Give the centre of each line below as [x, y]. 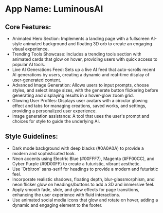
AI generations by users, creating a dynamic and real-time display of [81, 75]
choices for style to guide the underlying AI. [56, 121]
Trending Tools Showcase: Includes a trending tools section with [77, 54]
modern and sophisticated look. [44, 153]
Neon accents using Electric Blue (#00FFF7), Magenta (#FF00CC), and [83, 159]
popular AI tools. [28, 64]
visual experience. [30, 49]
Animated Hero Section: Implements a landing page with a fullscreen [81, 38]
